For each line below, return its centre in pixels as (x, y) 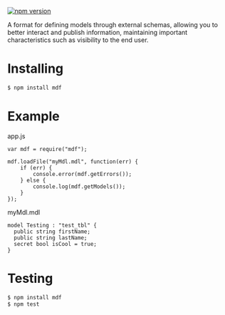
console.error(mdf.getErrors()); (83, 174)
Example (33, 116)
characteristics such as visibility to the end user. (78, 40)
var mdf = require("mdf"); (47, 149)
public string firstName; (52, 232)
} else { (33, 180)
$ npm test (23, 304)
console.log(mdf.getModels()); (79, 186)
